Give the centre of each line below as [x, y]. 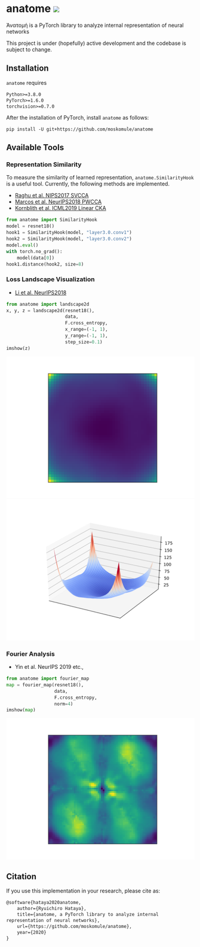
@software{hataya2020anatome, [44, 903]
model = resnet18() [30, 226]
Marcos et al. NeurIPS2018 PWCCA [58, 202]
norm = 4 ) [64, 704]
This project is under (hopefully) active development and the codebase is [96, 43]
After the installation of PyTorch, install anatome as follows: [78, 117]
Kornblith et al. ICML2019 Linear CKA [60, 208]
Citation [21, 876]
